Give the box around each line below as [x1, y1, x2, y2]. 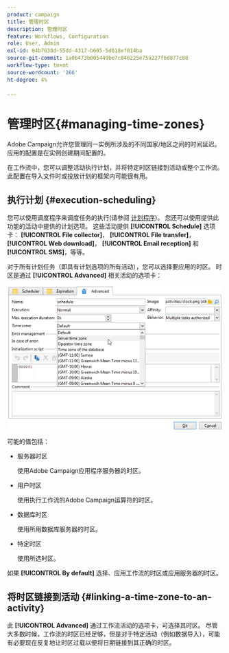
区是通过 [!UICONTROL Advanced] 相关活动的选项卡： [7, 272, 162, 280]
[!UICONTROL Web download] [7, 239, 95, 247]
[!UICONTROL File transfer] [109, 231, 189, 239]
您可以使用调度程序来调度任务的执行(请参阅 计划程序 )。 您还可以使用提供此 [7, 214, 219, 222]
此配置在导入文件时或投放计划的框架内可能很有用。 [7, 172, 152, 180]
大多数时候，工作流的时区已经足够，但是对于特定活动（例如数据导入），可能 [7, 630, 221, 639]
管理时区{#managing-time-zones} [7, 116, 206, 132]
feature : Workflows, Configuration [7, 33, 109, 40]
